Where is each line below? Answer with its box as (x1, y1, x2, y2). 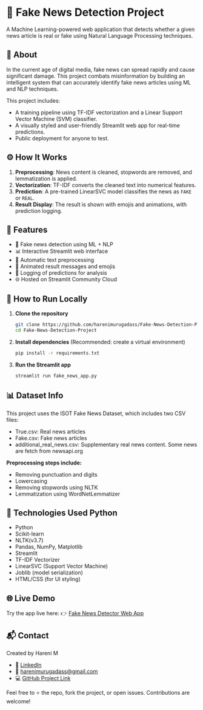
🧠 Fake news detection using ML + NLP (15, 241, 114, 248)
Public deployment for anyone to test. (15, 134, 109, 142)
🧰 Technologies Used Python (6, 508, 118, 518)
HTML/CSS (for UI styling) (15, 576, 81, 583)
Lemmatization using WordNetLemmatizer (15, 490, 121, 497)
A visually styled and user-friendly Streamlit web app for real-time (15, 122, 180, 129)
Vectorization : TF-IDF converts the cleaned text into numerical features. (15, 181, 196, 188)
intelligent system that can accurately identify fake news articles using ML (6, 78, 191, 86)
